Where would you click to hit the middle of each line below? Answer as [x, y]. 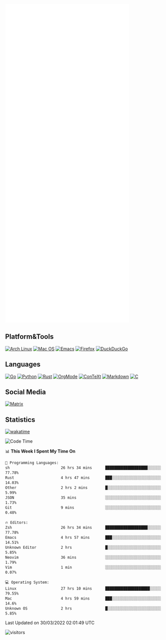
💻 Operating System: [27, 582]
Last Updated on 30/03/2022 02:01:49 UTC [50, 623]
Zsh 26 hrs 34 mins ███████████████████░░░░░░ [83, 528]
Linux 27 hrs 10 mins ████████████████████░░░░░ [83, 589]
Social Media [26, 392]
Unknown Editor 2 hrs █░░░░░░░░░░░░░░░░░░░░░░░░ [83, 548]
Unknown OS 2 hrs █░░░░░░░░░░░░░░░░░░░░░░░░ [83, 609]
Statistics [20, 420]
